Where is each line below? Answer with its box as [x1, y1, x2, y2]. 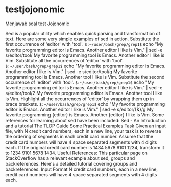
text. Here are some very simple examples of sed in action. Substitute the [5, 36, 160, 42]
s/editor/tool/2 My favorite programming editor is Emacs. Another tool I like [5, 90, 163, 96]
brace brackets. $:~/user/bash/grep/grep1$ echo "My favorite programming [5, 101, 165, 107]
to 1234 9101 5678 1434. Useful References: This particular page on [5, 150, 148, 156]
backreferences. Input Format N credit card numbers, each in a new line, [5, 166, 158, 172]
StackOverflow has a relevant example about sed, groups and [5, 155, 135, 161]
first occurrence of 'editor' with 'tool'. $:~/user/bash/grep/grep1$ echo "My [5, 41, 164, 47]
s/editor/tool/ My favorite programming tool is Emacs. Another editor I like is [5, 52, 165, 58]
